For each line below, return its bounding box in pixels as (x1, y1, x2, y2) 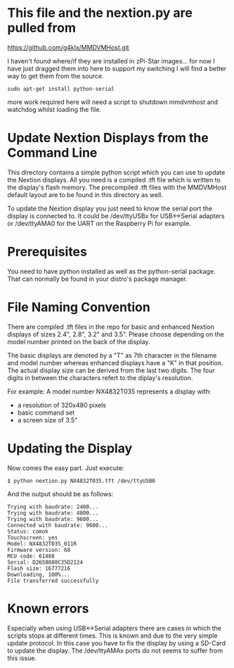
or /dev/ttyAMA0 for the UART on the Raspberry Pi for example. (7, 219, 191, 227)
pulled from (7, 20, 76, 36)
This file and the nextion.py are (7, 5, 193, 21)
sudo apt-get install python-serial (7, 85, 115, 92)
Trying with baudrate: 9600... (7, 515, 99, 522)
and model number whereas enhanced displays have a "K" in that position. (7, 358, 223, 367)
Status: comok (7, 528, 49, 535)
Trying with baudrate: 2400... (7, 503, 99, 510)
